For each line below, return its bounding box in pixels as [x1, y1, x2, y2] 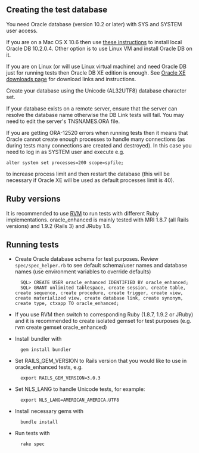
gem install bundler [20, 347, 71, 353]
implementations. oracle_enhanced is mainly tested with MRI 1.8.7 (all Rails [6, 216, 189, 223]
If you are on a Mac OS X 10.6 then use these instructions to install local [6, 38, 182, 45]
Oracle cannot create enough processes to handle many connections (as [6, 135, 185, 143]
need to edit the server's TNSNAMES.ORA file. [6, 118, 120, 125]
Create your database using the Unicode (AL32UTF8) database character [6, 87, 186, 94]
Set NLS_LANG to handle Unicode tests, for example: [14, 386, 145, 393]
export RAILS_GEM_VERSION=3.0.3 [20, 375, 101, 381]
